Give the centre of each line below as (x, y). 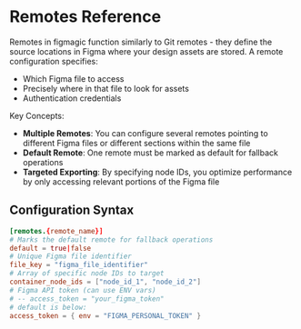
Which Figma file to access (73, 78)
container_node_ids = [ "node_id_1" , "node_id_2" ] (105, 282)
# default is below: (49, 307)
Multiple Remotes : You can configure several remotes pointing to (145, 133)
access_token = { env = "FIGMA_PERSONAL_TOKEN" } (105, 315)
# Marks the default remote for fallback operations (111, 239)
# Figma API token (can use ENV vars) (83, 290)
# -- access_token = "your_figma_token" (87, 299)
